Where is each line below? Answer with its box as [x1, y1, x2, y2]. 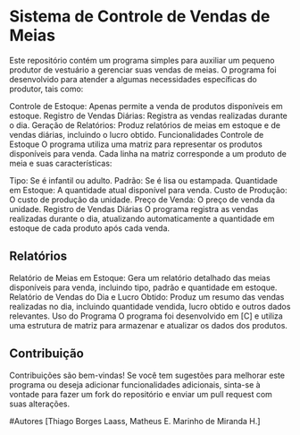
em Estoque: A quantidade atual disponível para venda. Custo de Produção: [9, 184, 287, 195]
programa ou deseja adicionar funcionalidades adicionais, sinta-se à [9, 379, 261, 390]
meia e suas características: [9, 158, 112, 168]
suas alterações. [9, 398, 71, 409]
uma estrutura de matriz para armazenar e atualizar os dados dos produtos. [9, 320, 288, 330]
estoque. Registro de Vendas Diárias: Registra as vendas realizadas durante [9, 110, 287, 121]
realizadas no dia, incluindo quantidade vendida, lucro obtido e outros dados [9, 301, 291, 311]
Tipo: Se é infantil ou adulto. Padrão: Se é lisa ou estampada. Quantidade [9, 175, 279, 185]
